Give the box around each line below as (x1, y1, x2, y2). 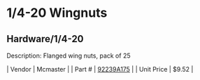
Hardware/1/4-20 (6, 33, 85, 45)
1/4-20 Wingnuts (6, 5, 108, 21)
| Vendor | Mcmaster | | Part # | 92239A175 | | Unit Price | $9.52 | (6, 65, 194, 73)
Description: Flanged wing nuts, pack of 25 (6, 51, 131, 60)
